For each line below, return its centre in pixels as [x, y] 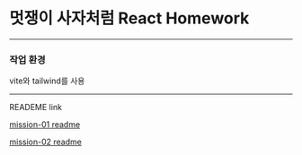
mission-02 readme [46, 142]
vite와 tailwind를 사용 [47, 81]
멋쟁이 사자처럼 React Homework [129, 18]
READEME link [36, 108]
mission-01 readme [45, 125]
